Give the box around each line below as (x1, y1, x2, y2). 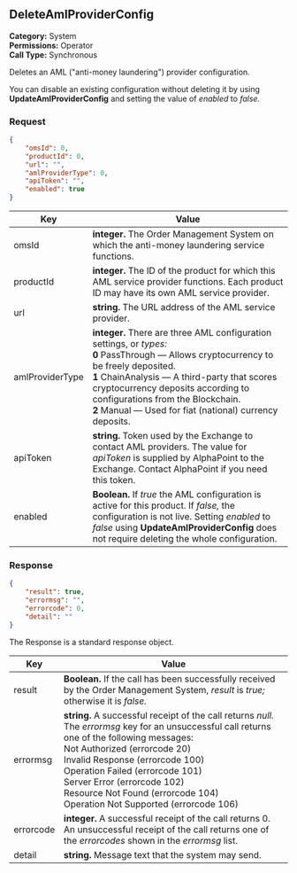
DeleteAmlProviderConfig (9, 7, 155, 22)
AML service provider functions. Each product (92, 276, 284, 288)
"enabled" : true (25, 185, 86, 194)
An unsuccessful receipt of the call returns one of (63, 823, 270, 836)
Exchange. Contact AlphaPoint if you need (92, 463, 268, 475)
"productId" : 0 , (25, 152, 86, 160)
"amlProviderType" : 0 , (25, 168, 109, 177)
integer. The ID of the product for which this (92, 265, 276, 277)
